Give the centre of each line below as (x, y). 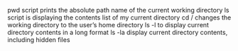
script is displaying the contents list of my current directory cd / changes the (119, 17)
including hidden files (39, 40)
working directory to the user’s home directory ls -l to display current (108, 25)
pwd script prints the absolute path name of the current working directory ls (118, 10)
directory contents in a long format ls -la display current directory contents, (118, 32)
